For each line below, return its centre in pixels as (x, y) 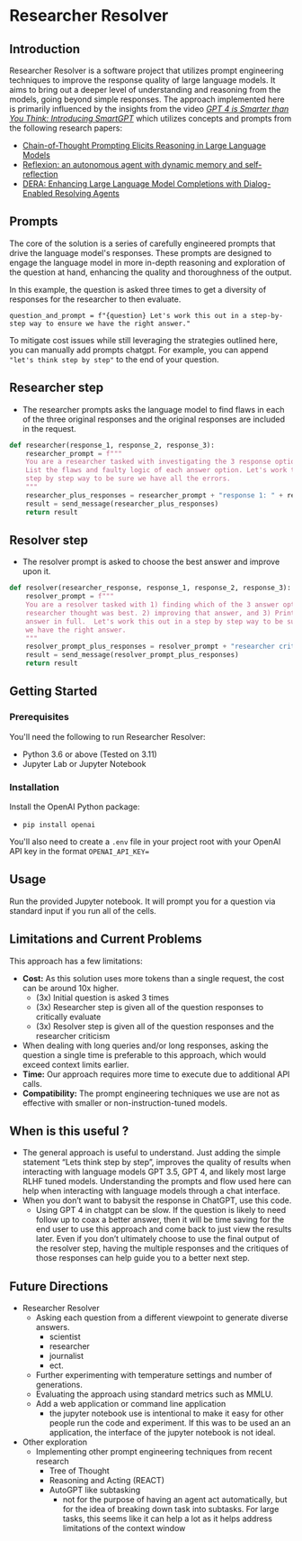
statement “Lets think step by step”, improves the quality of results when (156, 1163)
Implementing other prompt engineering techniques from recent (154, 1452)
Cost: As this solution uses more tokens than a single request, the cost (153, 978)
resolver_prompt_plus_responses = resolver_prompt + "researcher (151, 647)
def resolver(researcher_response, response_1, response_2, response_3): (151, 588)
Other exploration (55, 1442)
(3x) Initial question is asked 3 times (102, 998)
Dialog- (257, 184)
